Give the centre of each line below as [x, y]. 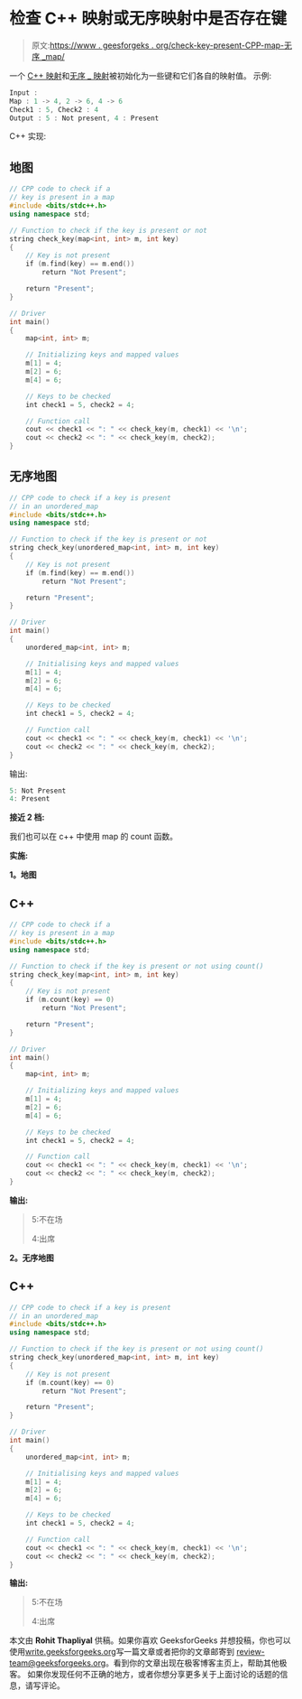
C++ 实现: [28, 136]
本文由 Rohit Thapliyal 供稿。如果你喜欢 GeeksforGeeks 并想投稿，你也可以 [150, 1640]
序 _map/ [48, 56]
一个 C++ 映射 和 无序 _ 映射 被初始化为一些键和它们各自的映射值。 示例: [141, 75]
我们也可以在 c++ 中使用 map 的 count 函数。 [94, 837]
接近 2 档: [27, 817]
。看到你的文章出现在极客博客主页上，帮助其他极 [196, 1663]
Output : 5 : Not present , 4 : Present [84, 118]
